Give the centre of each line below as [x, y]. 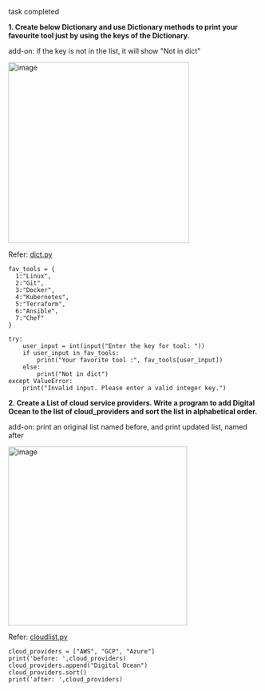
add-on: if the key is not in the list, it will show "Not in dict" [105, 51]
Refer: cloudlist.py [38, 637]
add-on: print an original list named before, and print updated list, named [128, 427]
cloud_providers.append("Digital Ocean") [78, 665]
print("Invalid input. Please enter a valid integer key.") [125, 388]
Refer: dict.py [30, 254]
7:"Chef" [30, 318]
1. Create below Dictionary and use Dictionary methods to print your [123, 27]
